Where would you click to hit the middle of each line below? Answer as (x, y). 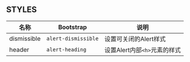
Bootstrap (73, 27)
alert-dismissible (72, 38)
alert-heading (66, 49)
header (19, 50)
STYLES (22, 10)
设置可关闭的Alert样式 (135, 39)
